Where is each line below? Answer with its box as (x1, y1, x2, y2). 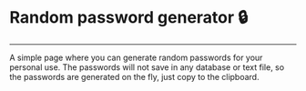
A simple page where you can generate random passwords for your (9, 52, 263, 63)
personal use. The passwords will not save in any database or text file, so (9, 61, 285, 73)
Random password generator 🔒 (9, 7, 249, 28)
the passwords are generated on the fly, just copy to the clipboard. (9, 71, 260, 82)
